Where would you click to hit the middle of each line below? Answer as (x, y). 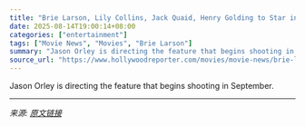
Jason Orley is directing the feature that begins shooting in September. (142, 86)
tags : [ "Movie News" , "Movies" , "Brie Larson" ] (101, 43)
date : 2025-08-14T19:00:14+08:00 (73, 26)
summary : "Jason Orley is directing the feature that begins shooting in (152, 52)
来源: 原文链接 (35, 113)
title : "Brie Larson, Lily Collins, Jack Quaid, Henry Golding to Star (148, 18)
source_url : (32, 60)
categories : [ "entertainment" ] (69, 34)
